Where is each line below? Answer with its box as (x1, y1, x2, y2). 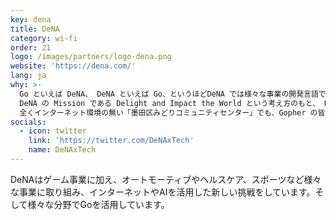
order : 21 (10, 42, 52, 53)
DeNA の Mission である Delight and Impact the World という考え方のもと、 (19, 98, 320, 108)
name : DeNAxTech (28, 145, 97, 155)
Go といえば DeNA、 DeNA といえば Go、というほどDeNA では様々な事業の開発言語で (19, 89, 327, 99)
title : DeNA (10, 24, 60, 34)
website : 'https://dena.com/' (10, 61, 137, 71)
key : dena (10, 14, 52, 25)
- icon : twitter (19, 126, 87, 136)
